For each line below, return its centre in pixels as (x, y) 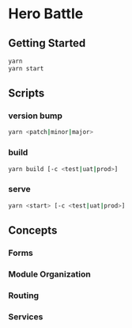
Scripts (26, 93)
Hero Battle (46, 14)
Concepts (33, 231)
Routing (24, 296)
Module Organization (49, 274)
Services (26, 316)
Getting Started (47, 43)
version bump (36, 116)
